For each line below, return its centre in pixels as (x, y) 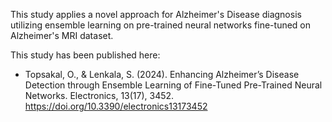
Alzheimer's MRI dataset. (62, 35)
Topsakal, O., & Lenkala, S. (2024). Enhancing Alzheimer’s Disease (162, 74)
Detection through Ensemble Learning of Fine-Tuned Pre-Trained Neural (173, 85)
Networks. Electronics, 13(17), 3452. (99, 95)
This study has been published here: (85, 55)
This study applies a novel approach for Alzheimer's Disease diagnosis (156, 14)
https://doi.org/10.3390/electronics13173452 (116, 106)
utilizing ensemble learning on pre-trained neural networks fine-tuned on (161, 25)
